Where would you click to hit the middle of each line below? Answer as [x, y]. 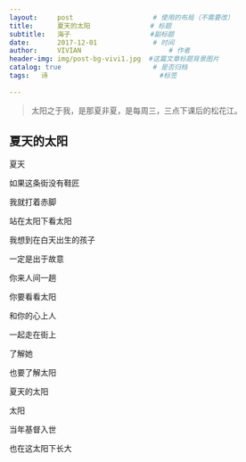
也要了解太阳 [33, 373]
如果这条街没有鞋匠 [45, 183]
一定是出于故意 [37, 259]
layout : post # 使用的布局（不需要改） [122, 17]
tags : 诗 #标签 [93, 76]
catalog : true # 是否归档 [98, 68]
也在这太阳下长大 [41, 449]
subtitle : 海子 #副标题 [92, 34]
